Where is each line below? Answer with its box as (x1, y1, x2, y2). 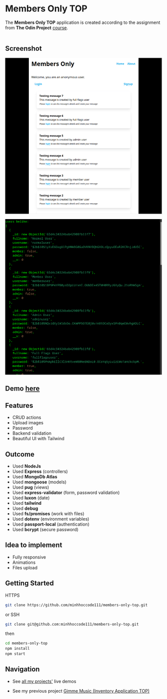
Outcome (5, 450, 35, 459)
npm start (5, 651, 26, 656)
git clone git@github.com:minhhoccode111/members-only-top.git (5, 621, 139, 626)
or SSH (5, 612, 20, 618)
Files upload (12, 564, 38, 570)
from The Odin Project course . (5, 24, 68, 30)
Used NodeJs (12, 463, 41, 469)
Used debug (12, 505, 38, 512)
